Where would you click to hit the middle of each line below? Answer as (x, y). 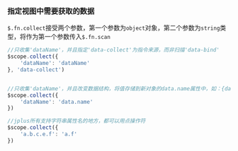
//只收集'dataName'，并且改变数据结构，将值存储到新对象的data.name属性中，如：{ (116, 89)
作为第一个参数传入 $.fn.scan (68, 37)
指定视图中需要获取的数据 (51, 11)
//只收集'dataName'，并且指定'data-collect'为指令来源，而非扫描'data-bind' (113, 50)
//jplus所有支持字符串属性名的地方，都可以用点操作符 (76, 121)
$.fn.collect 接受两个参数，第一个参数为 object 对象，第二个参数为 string (114, 28)
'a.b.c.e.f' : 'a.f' (49, 134)
